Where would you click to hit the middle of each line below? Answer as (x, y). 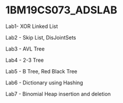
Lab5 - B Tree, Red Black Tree (41, 71)
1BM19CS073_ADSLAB (61, 10)
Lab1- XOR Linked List (32, 26)
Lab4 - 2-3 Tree (25, 60)
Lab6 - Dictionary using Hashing (44, 83)
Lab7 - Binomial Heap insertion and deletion (58, 94)
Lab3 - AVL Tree (25, 49)
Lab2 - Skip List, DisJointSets (41, 37)
